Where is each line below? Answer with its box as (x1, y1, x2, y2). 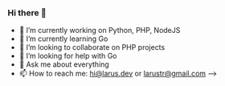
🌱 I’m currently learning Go (18, 34, 108, 43)
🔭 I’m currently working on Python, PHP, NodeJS (18, 26, 181, 35)
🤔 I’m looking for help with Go (18, 51, 117, 61)
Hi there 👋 (7, 7, 47, 18)
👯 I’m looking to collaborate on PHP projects (18, 43, 166, 52)
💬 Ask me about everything (18, 59, 109, 69)
